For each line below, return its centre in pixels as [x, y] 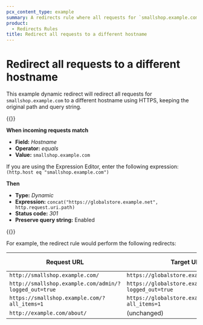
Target [180, 262]
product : [17, 23]
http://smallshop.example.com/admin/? [65, 284]
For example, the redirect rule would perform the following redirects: [91, 243]
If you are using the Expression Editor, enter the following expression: [93, 166]
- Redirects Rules [35, 29]
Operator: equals [37, 148]
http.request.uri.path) [45, 208]
